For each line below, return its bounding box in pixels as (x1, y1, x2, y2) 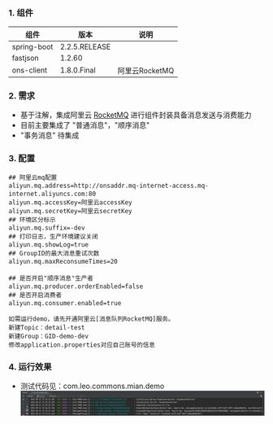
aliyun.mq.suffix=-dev (8, 224, 85, 232)
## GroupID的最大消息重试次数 (8, 249, 100, 257)
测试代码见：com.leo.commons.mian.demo (19, 381, 165, 391)
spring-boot (11, 42, 54, 52)
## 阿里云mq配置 (8, 173, 58, 181)
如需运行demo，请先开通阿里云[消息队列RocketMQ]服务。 (8, 315, 175, 323)
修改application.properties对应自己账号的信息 (8, 340, 156, 349)
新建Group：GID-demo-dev (8, 332, 89, 340)
